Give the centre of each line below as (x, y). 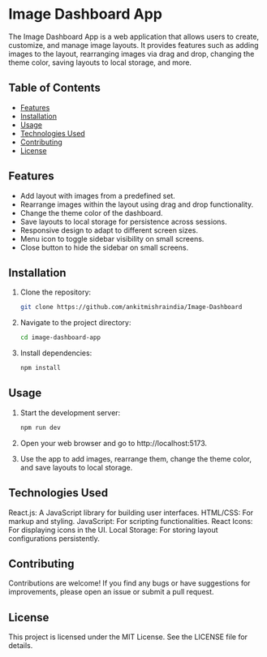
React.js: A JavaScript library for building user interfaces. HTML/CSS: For (131, 513)
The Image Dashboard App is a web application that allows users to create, (134, 36)
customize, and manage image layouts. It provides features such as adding (133, 45)
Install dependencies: (56, 353)
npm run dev (40, 427)
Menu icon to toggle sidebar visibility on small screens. (112, 238)
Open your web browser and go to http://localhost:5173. (114, 443)
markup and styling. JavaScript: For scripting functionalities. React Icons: (131, 521)
